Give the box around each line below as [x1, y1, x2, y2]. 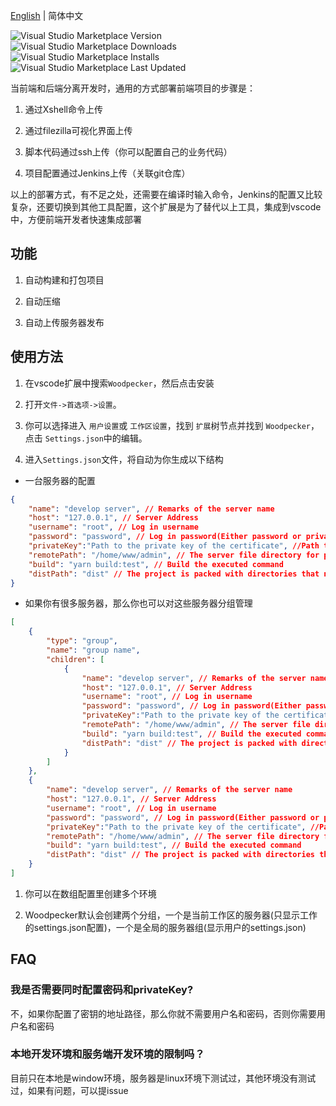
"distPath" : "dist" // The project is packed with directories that [28, 569, 320, 579]
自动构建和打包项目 [24, 274, 105, 286]
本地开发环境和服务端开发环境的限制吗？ [10, 1047, 205, 1061]
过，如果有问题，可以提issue [10, 1084, 129, 1096]
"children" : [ [46, 654, 105, 664]
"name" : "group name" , [46, 645, 141, 655]
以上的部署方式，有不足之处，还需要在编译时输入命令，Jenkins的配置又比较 [10, 189, 323, 200]
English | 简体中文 [10, 10, 84, 21]
